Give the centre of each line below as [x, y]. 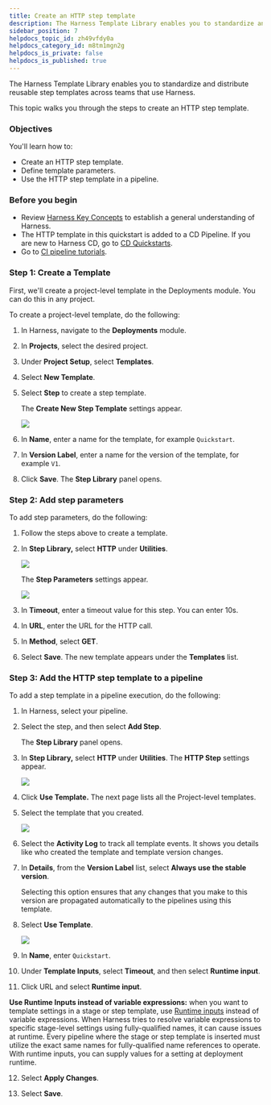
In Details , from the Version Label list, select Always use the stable [133, 868]
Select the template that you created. [82, 813]
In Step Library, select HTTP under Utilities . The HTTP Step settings [135, 758]
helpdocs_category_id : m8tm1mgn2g [67, 46]
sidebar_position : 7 [44, 31]
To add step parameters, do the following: [78, 518]
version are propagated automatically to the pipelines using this [126, 901]
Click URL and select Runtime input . [81, 987]
